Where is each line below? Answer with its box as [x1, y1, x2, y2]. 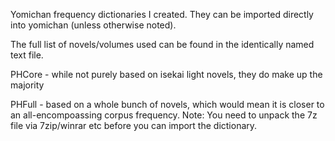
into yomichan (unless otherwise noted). [10, 19, 177, 31]
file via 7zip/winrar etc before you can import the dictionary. [10, 120, 258, 131]
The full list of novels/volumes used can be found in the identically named [10, 39, 315, 50]
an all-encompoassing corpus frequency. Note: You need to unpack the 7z [10, 109, 318, 121]
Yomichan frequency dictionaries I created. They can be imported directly [10, 9, 314, 20]
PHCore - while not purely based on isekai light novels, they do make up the [10, 69, 323, 80]
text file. [10, 49, 44, 61]
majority [10, 79, 45, 91]
